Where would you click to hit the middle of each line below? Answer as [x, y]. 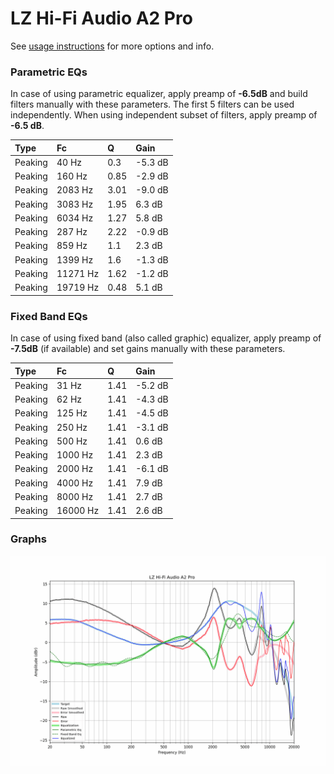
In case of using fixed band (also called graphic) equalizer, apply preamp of [166, 338]
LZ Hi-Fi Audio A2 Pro [101, 18]
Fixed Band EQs [49, 316]
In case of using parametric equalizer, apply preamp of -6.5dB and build [159, 94]
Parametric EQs [49, 72]
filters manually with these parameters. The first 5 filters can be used [152, 104]
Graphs [28, 539]
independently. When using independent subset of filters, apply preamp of [164, 115]
